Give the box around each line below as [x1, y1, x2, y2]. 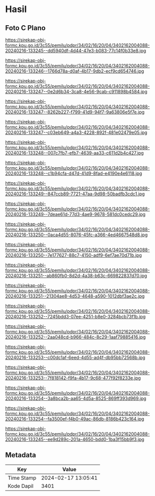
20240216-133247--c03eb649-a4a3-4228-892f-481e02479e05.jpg [5, 129, 147, 135]
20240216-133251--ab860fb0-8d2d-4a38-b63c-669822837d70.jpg [5, 273, 147, 278]
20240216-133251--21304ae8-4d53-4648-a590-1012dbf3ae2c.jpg [5, 293, 145, 299]
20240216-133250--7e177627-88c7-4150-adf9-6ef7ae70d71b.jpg [5, 252, 142, 258]
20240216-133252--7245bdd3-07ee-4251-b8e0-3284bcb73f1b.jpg [5, 314, 146, 319]
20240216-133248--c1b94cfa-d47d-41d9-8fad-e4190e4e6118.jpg [5, 170, 142, 176]
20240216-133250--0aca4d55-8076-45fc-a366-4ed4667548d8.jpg [5, 232, 148, 238]
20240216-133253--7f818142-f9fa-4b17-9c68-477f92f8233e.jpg [5, 375, 141, 381]
